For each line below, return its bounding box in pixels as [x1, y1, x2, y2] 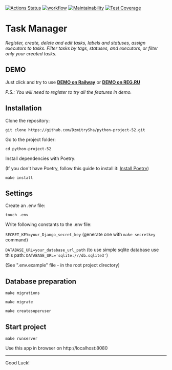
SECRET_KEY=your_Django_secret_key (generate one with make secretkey [5, 231, 156, 238]
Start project [5, 322, 47, 331]
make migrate [5, 300, 33, 305]
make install [5, 175, 33, 180]
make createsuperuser [5, 309, 52, 314]
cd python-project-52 [5, 146, 52, 151]
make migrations [5, 291, 40, 296]
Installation [5, 104, 42, 113]
